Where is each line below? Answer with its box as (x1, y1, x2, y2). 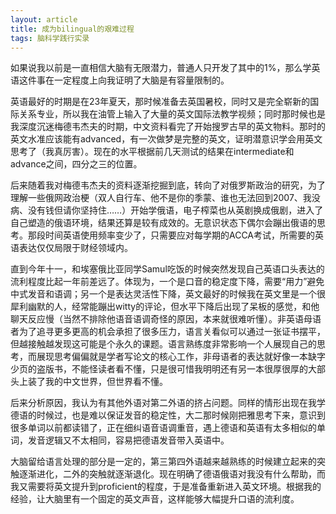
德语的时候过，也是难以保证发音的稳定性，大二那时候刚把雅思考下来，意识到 (10, 409, 326, 421)
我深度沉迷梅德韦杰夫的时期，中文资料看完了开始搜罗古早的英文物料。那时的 (10, 121, 326, 133)
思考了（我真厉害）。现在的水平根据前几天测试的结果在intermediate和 (10, 146, 295, 158)
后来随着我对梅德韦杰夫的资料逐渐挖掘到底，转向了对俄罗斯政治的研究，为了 (10, 179, 326, 191)
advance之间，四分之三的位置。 (10, 158, 143, 170)
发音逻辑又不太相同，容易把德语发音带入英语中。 (27, 434, 230, 446)
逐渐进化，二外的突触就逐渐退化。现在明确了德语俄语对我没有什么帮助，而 (18, 468, 326, 480)
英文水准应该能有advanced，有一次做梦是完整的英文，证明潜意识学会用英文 (10, 133, 323, 145)
